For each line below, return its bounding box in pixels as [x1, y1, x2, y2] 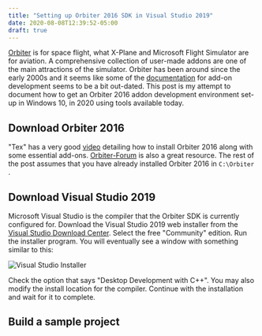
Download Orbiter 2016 [8, 121, 125, 134]
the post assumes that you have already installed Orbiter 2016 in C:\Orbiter [8, 159, 255, 168]
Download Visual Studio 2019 [8, 191, 156, 204]
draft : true [8, 26, 47, 34]
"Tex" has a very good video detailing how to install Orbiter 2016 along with [8, 142, 253, 152]
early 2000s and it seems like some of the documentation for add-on [8, 73, 233, 83]
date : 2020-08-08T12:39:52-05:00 [8, 19, 118, 27]
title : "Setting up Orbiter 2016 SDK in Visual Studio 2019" [8, 11, 214, 20]
